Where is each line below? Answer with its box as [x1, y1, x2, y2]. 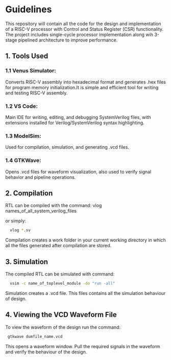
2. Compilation [5, 189, 53, 197]
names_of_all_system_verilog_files [5, 208, 77, 214]
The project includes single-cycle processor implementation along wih [5, 31, 153, 37]
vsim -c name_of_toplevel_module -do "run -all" [10, 281, 115, 286]
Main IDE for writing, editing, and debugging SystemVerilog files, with [5, 114, 152, 120]
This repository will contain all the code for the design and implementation [5, 21, 161, 27]
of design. [5, 295, 27, 302]
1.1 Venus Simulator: [5, 67, 56, 74]
